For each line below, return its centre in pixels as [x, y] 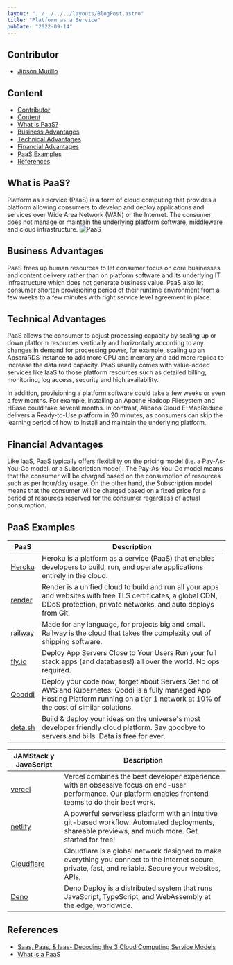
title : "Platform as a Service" [54, 20]
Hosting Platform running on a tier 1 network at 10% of [131, 699]
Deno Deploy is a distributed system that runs [138, 888]
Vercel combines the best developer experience [142, 776]
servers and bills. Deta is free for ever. [103, 736]
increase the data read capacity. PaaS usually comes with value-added [109, 365]
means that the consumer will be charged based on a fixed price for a [107, 491]
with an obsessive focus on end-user [125, 785]
